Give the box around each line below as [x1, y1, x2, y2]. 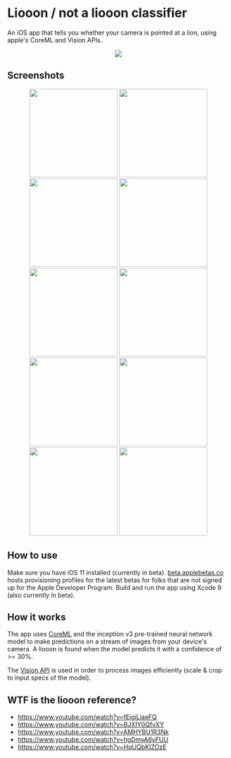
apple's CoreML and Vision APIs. [7, 35, 103, 44]
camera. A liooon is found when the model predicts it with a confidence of [7, 645, 222, 653]
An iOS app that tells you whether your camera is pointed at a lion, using [7, 28, 217, 37]
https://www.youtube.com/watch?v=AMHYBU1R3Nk [17, 728, 169, 736]
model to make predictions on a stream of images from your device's [7, 637, 208, 646]
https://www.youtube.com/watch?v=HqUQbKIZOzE [17, 743, 167, 752]
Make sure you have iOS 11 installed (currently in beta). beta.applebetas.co [7, 568, 224, 576]
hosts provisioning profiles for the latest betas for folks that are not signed [7, 576, 223, 584]
